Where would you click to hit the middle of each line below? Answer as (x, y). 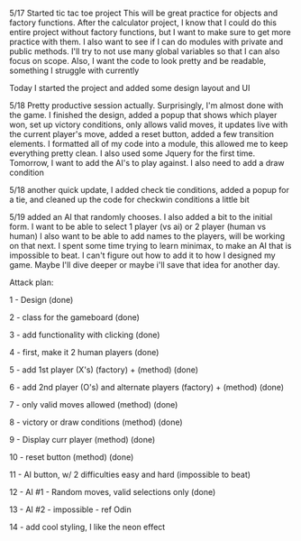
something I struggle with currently (74, 70)
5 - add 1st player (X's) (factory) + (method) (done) (104, 370)
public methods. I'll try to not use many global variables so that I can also (145, 51)
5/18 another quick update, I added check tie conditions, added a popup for (150, 190)
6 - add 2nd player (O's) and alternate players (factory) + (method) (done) (147, 387)
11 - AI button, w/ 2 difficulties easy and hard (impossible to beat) (130, 474)
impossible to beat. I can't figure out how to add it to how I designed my (143, 255)
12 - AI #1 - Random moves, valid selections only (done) (113, 492)
